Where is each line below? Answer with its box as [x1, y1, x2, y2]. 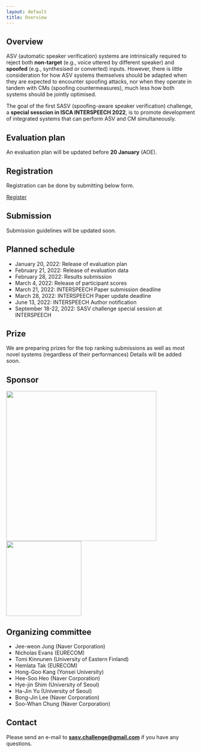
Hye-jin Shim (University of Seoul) [14, 681, 100, 688]
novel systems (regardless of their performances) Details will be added [6, 351, 182, 358]
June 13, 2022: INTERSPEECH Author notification [14, 298, 137, 306]
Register [6, 193, 27, 201]
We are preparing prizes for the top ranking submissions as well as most [6, 345, 185, 352]
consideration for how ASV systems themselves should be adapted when [6, 71, 187, 79]
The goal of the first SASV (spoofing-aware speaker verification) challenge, [6, 103, 193, 110]
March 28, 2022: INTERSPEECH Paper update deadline [14, 292, 152, 299]
